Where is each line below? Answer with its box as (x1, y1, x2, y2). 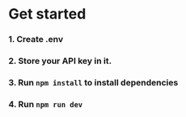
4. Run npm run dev (8, 98, 83, 110)
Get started (8, 5, 87, 23)
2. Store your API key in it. (8, 56, 112, 67)
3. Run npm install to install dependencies (8, 77, 179, 88)
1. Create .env (8, 34, 64, 45)
